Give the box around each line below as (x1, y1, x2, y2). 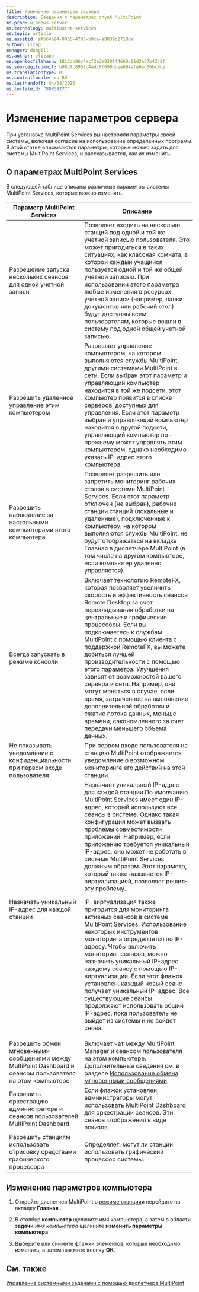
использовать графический (84, 1147, 164, 1156)
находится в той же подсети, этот (84, 386, 182, 394)
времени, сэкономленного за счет (84, 717, 184, 725)
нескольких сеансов (9, 272, 69, 281)
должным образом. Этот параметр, (84, 862, 187, 870)
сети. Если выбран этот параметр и (84, 371, 187, 380)
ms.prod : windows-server (6, 20, 68, 26)
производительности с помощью (84, 657, 181, 666)
